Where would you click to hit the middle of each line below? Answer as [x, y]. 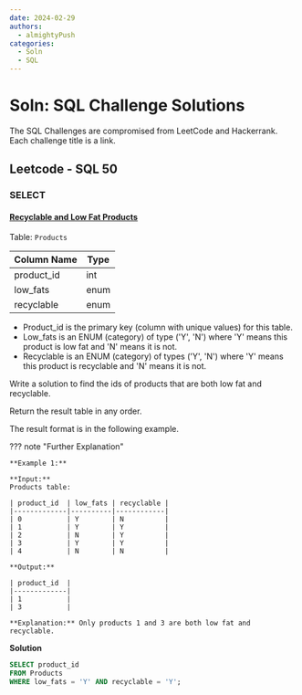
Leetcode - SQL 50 [64, 169]
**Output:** [32, 567]
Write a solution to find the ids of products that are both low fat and [135, 384]
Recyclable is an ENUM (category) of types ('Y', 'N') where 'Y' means [153, 356]
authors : [26, 26]
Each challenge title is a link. [62, 140]
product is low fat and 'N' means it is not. [100, 347]
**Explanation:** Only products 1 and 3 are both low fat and [130, 623]
